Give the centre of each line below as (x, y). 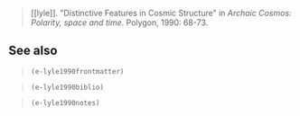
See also (33, 51)
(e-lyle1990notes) (65, 103)
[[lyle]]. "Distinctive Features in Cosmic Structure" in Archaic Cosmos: (161, 13)
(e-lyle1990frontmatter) (77, 71)
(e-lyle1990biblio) (67, 87)
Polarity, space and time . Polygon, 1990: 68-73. (119, 22)
